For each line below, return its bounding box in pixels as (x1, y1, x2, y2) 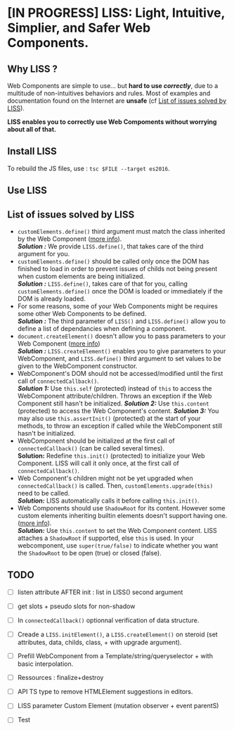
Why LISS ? (7, 63, 58, 75)
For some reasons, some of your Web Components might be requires (17, 302, 218, 310)
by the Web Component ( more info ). (17, 234, 122, 244)
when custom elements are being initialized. (17, 272, 145, 281)
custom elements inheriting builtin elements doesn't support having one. (17, 512, 228, 520)
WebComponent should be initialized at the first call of (17, 436, 175, 445)
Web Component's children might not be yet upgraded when (17, 474, 193, 483)
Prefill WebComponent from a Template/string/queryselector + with (17, 652, 213, 660)
